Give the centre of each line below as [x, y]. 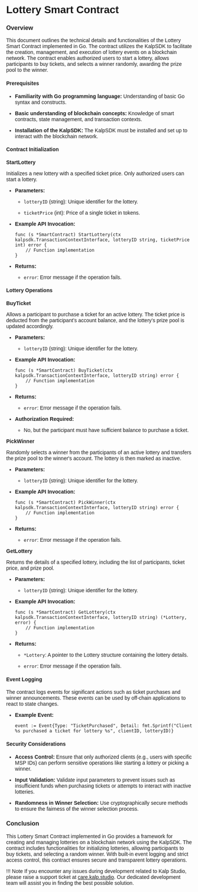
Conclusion [23, 823]
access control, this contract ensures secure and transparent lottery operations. [97, 860]
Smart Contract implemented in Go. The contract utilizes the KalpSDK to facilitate [99, 46]
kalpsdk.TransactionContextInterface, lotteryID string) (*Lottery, [101, 618]
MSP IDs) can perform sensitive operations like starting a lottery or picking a [102, 763]
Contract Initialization [33, 150]
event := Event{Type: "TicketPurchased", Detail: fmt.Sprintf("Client [103, 726]
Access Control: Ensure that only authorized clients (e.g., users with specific [103, 757]
